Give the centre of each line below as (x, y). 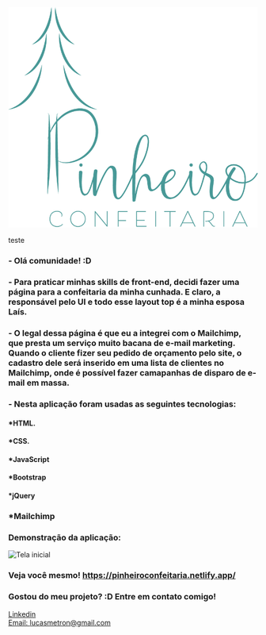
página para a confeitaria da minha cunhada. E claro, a (114, 292)
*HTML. (22, 423)
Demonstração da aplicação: (65, 537)
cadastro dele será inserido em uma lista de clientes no (116, 363)
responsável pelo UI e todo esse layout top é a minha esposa (127, 302)
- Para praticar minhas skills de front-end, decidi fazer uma (124, 283)
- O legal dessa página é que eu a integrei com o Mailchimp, (125, 333)
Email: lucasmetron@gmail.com (59, 622)
